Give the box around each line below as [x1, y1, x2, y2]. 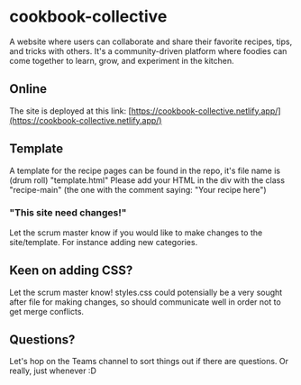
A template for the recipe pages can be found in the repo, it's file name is [9, 165, 281, 176]
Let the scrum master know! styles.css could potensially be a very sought [9, 287, 283, 298]
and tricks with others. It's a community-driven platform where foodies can [9, 45, 287, 56]
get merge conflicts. [9, 306, 84, 316]
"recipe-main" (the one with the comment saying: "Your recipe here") [9, 184, 268, 195]
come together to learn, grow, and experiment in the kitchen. [9, 55, 234, 66]
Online [9, 81, 48, 96]
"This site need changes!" [9, 206, 127, 219]
